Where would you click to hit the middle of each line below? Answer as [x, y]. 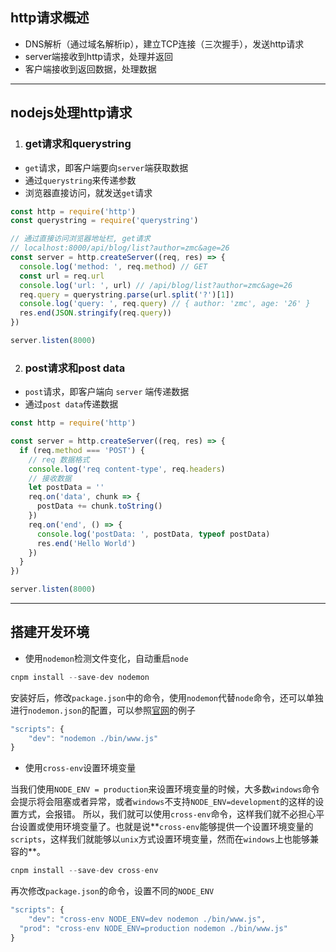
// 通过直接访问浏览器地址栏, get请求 [80, 239]
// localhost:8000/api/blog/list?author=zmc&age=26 [120, 248]
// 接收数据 [50, 478]
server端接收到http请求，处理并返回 [98, 56]
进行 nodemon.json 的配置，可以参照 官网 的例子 [103, 710]
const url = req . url [62, 276]
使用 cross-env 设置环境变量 [80, 768]
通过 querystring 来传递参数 [80, 180]
